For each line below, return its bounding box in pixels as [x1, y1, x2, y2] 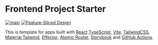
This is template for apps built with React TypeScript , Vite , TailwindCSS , [5, 29, 151, 35]
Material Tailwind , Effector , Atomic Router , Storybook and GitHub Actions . [5, 34, 154, 40]
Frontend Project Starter [5, 3, 106, 15]
